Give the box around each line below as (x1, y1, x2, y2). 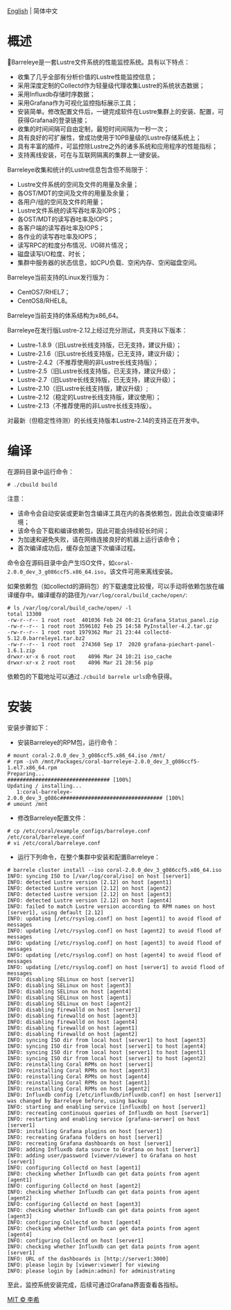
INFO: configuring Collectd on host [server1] (7, 1237, 144, 1244)
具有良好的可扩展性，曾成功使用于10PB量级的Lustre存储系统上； (17, 133, 202, 142)
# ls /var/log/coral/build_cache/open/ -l (7, 604, 132, 612)
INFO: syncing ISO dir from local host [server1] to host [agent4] (7, 1043, 207, 1050)
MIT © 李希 (7, 1295, 40, 1304)
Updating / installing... (7, 782, 82, 789)
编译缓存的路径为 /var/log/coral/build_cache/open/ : (37, 590, 188, 599)
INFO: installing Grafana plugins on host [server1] (7, 1127, 163, 1134)
